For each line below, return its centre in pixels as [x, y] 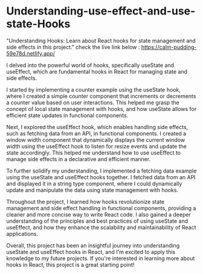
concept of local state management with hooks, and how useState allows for [101, 109]
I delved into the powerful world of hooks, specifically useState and [90, 65]
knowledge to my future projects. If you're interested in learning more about [101, 258]
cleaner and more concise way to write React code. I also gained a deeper [99, 214]
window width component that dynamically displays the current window [96, 139]
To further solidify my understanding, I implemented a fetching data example [101, 171]
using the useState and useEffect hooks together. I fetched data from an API [101, 177]
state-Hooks [38, 24]
